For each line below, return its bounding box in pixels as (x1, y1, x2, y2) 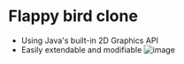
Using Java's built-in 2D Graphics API (20, 35, 158, 46)
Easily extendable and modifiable (20, 44, 142, 54)
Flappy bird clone (8, 6, 139, 26)
